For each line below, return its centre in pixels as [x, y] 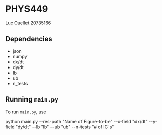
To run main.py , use [26, 112]
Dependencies [29, 39]
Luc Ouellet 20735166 [28, 23]
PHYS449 [27, 9]
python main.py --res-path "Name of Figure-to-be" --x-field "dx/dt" [76, 121]
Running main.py [32, 99]
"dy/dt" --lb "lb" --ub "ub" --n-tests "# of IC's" [65, 127]
